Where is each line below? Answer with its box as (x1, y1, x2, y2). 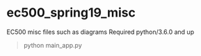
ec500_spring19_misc (6, 5, 136, 21)
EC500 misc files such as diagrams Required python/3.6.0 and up (6, 28, 195, 36)
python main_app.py (23, 41, 83, 49)
